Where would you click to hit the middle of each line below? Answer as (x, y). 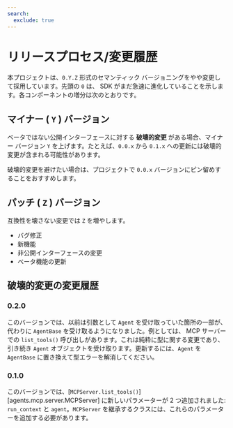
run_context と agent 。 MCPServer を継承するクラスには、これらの (101, 409)
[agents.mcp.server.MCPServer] (54, 400)
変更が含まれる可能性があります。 (56, 155)
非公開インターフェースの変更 (60, 253)
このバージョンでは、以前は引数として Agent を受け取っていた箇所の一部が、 (117, 322)
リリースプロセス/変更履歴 (82, 57)
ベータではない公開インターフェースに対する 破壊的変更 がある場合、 (106, 138)
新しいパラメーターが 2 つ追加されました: (167, 400)
